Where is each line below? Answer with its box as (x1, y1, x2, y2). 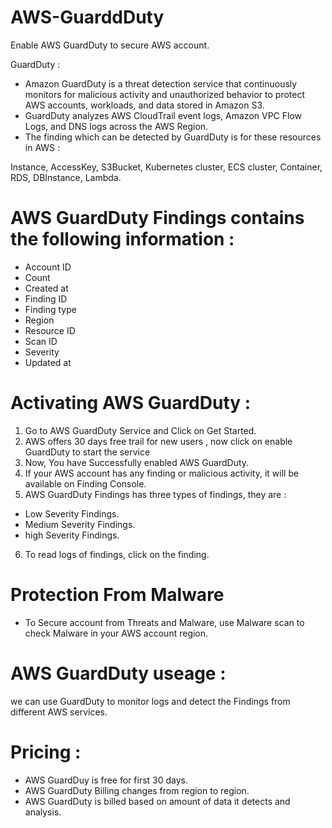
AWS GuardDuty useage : (10, 662, 227, 685)
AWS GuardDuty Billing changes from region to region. (24, 784, 250, 796)
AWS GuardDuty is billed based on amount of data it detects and (24, 795, 291, 807)
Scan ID (24, 335, 58, 347)
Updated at (24, 356, 72, 368)
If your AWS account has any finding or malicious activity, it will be (24, 467, 300, 479)
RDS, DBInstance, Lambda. (10, 171, 122, 183)
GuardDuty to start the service (24, 446, 151, 458)
